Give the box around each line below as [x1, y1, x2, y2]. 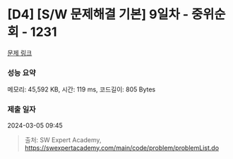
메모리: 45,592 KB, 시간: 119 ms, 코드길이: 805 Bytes [7, 85, 156, 94]
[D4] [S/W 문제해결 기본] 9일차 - [7, 6, 189, 23]
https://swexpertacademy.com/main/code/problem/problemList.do [24, 144, 220, 152]
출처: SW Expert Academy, [24, 135, 102, 144]
